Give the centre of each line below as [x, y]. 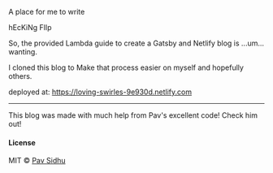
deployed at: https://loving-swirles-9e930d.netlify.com [100, 92]
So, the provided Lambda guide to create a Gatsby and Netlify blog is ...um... [136, 43]
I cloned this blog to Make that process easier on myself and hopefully [126, 67]
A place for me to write [47, 12]
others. [20, 76]
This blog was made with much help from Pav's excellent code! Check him [133, 115]
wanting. [23, 52]
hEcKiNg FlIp [30, 27]
